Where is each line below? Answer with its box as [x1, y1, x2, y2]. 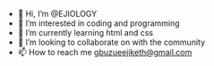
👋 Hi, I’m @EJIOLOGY [17, 9, 98, 19]
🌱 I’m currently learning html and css [17, 28, 154, 37]
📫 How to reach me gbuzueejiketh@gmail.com [17, 47, 193, 57]
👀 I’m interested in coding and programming [17, 18, 181, 29]
